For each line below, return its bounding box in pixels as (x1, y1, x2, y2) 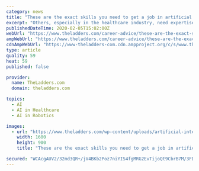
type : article (6, 47, 41, 53)
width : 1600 (17, 134, 46, 140)
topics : (6, 96, 25, 102)
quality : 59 (6, 53, 36, 59)
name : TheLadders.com (11, 80, 65, 86)
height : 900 (17, 140, 46, 146)
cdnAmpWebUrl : (6, 42, 41, 48)
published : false (6, 63, 49, 70)
